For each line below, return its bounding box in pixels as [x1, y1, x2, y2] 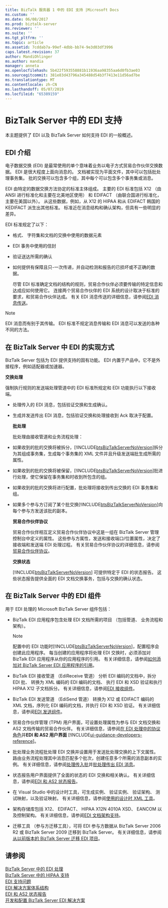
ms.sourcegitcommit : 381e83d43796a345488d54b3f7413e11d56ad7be [5, 73, 140, 78]
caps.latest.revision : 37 [5, 49, 59, 54]
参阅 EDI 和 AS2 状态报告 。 [26, 778, 81, 784]
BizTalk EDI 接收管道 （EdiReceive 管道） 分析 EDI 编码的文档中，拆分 [12, 672, 156, 678]
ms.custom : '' [5, 12, 35, 17]
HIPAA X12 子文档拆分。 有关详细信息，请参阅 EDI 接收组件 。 [12, 685, 138, 691]
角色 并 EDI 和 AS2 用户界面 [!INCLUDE [12, 732, 90, 738]
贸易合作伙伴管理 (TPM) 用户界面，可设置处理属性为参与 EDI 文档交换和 [12, 719, 160, 725]
